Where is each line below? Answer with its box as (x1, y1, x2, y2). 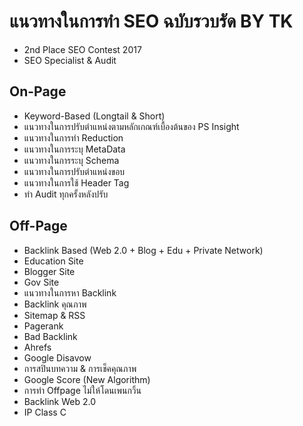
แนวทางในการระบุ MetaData (23, 143, 126, 155)
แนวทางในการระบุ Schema (23, 154, 120, 166)
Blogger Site (23, 265, 76, 277)
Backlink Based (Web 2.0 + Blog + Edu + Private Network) (23, 244, 264, 256)
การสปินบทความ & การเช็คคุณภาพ (23, 362, 137, 374)
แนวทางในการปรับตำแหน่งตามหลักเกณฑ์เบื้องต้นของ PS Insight (23, 120, 240, 132)
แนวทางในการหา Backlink (23, 286, 117, 299)
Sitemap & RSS (23, 309, 86, 321)
